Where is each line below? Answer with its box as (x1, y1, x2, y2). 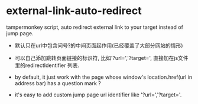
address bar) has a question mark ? (14, 79, 102, 86)
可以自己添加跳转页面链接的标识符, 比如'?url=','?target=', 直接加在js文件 (14, 54, 189, 61)
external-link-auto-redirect (6, 4, 142, 18)
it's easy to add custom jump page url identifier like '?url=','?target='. (14, 91, 182, 98)
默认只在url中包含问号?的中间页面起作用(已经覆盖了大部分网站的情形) (14, 42, 183, 49)
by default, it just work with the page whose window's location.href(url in (14, 73, 193, 80)
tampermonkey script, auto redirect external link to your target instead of (6, 24, 183, 31)
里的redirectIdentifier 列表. (14, 62, 80, 69)
